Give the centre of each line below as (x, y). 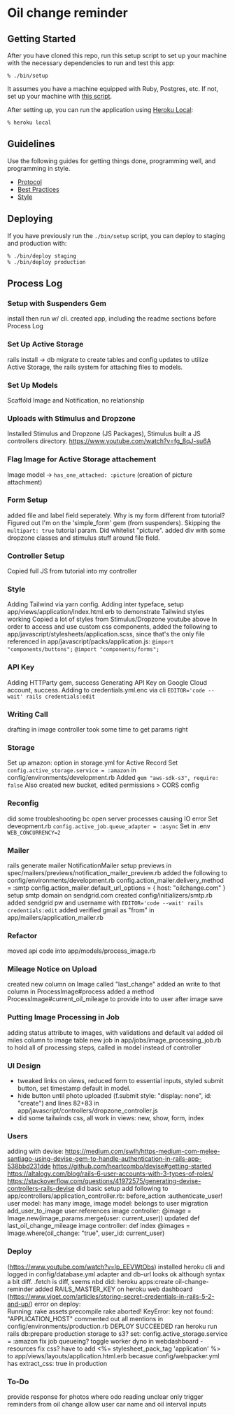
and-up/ (19, 1304)
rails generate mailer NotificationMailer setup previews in (90, 865)
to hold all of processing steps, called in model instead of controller (104, 1047)
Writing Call (28, 714)
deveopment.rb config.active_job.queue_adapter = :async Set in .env (109, 826)
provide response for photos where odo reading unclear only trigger (106, 1396)
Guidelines (31, 144)
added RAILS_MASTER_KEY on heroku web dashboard (114, 1289)
